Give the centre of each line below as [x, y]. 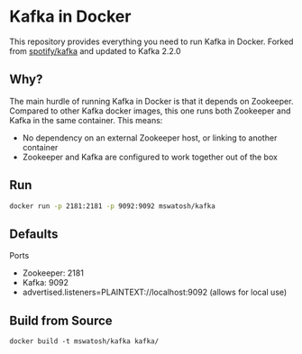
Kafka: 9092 [46, 283]
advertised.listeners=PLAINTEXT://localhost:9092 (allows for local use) [155, 292]
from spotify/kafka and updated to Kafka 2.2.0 [96, 50]
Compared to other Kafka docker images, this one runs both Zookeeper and [150, 111]
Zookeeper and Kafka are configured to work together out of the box [150, 157]
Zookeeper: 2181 [53, 273]
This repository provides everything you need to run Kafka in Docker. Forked [151, 41]
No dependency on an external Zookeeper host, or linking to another [150, 138]
